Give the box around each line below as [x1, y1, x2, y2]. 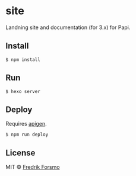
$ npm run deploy [5, 132, 49, 137]
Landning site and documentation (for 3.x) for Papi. [5, 24, 131, 31]
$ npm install [5, 56, 41, 63]
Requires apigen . [5, 120, 47, 127]
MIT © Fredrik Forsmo [5, 164, 60, 171]
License [5, 148, 36, 158]
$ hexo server [5, 88, 41, 94]
